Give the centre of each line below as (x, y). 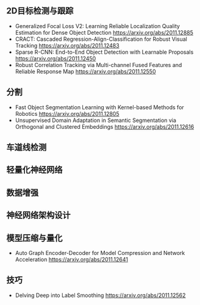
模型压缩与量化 (34, 238)
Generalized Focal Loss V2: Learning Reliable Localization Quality (97, 26)
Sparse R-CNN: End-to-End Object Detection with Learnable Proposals (104, 52)
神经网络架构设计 (38, 215)
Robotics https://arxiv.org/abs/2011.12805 (67, 113)
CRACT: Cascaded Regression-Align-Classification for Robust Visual (101, 39)
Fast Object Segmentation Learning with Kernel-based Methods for (99, 107)
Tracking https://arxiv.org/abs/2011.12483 (67, 45)
